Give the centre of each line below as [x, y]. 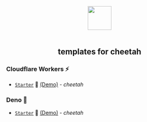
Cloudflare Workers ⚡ [38, 69]
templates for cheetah [100, 52]
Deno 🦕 [17, 99]
